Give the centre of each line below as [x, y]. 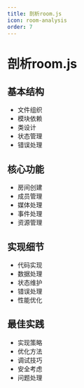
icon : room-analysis [37, 20]
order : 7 [20, 27]
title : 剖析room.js [35, 14]
